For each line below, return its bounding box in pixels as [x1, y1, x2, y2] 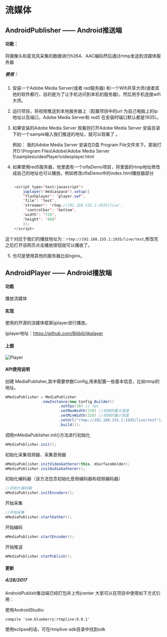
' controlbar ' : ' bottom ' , [25, 208, 77, 212]
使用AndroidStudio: [5, 607, 45, 613]
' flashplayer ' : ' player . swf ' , [23, 194, 85, 199]
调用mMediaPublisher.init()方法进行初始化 [5, 432, 90, 438]
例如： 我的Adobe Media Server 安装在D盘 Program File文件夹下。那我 [12, 142, 158, 148]
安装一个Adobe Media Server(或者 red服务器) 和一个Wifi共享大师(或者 [12, 85, 156, 91]
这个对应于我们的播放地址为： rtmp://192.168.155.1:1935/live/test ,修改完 [5, 235, 159, 242]
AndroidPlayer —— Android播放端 [5, 268, 112, 277]
